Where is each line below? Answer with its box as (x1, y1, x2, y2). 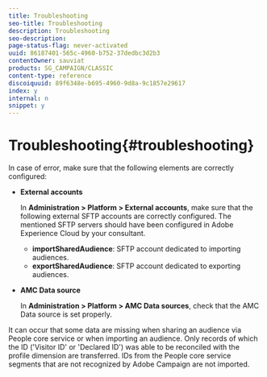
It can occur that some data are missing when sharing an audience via (8, 325, 242, 335)
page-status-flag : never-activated (8, 42, 128, 50)
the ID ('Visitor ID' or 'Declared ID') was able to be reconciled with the (8, 342, 240, 352)
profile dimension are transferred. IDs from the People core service (8, 351, 232, 361)
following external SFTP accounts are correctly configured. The (19, 211, 232, 222)
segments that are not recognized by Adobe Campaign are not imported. (8, 359, 250, 369)
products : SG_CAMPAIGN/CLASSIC (8, 64, 114, 72)
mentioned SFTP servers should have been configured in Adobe (19, 220, 234, 230)
